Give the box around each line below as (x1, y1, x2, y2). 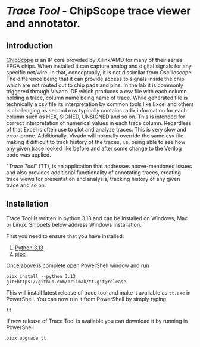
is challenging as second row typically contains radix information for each (6, 107, 187, 114)
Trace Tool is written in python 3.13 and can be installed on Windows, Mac (6, 214, 188, 221)
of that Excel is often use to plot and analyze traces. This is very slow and (6, 126, 186, 133)
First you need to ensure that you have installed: (6, 232, 124, 239)
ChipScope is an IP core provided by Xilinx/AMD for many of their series (6, 57, 183, 63)
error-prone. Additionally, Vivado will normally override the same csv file (6, 132, 184, 139)
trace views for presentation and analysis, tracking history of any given (6, 176, 180, 182)
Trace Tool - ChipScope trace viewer (6, 4, 191, 18)
